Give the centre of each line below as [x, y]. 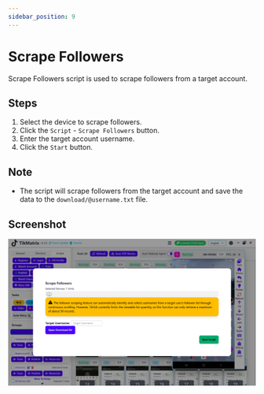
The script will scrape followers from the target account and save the [131, 191]
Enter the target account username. [77, 139]
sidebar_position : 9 [42, 17]
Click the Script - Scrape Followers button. [89, 131]
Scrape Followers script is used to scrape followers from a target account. [128, 78]
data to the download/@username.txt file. [84, 199]
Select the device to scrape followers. [81, 122]
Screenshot [37, 224]
